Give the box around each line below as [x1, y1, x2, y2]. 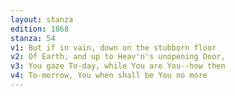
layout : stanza [10, 14, 74, 25]
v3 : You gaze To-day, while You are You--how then [10, 61, 226, 71]
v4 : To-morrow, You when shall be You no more [10, 71, 208, 81]
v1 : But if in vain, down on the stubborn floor [10, 42, 217, 53]
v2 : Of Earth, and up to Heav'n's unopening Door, [10, 52, 226, 62]
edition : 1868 [10, 24, 70, 34]
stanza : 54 [10, 33, 56, 43]
